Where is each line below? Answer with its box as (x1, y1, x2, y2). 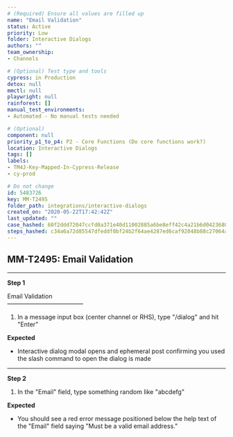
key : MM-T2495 (7, 195, 49, 203)
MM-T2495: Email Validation (7, 253, 134, 265)
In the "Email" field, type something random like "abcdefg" (17, 387, 185, 395)
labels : (7, 157, 30, 165)
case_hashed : (7, 222, 45, 229)
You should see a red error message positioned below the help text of (17, 414, 217, 422)
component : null (7, 132, 54, 139)
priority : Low (7, 29, 49, 37)
